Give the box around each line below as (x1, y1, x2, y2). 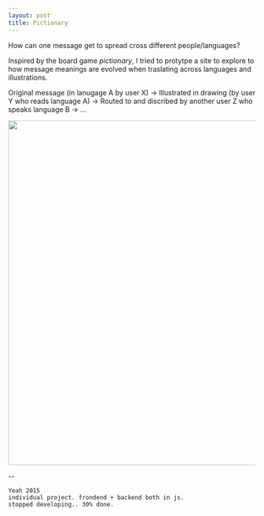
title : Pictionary (8, 19, 68, 27)
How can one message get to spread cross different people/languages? (8, 40, 240, 50)
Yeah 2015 (8, 486, 41, 495)
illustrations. (8, 72, 48, 82)
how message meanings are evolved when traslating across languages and (8, 64, 251, 73)
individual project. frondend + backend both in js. (8, 493, 185, 501)
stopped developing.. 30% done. (8, 500, 114, 508)
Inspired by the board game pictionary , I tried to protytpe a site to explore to (8, 56, 255, 65)
